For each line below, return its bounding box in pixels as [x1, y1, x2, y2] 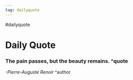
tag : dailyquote [5, 7, 40, 13]
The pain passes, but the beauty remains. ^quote [5, 57, 128, 64]
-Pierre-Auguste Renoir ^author [5, 69, 71, 75]
